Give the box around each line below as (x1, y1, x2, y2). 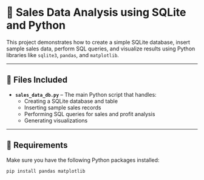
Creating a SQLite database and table (24, 97, 118, 105)
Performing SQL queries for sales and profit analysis (24, 110, 155, 117)
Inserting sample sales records (24, 103, 101, 111)
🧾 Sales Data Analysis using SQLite (6, 5, 186, 19)
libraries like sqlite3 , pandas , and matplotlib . (6, 51, 120, 58)
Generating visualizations (24, 117, 88, 124)
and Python (6, 18, 66, 32)
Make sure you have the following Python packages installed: (6, 156, 160, 164)
